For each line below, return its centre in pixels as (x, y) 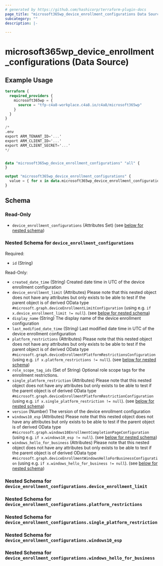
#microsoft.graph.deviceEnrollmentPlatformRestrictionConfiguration (83, 396)
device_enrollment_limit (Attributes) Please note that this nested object (84, 292)
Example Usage (29, 80)
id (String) (22, 263)
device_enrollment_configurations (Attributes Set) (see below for (78, 225)
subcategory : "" (21, 19)
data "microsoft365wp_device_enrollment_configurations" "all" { (72, 163)
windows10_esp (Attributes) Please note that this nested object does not (83, 416)
